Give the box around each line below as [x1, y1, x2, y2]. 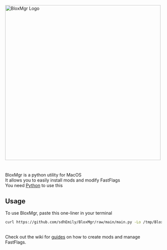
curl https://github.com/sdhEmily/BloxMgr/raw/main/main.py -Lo [5, 220, 141, 225]
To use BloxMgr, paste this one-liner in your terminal [5, 210, 113, 216]
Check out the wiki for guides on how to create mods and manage [5, 234, 141, 240]
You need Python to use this [5, 183, 63, 188]
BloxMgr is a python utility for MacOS [5, 172, 82, 178]
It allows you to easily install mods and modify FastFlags [5, 177, 120, 183]
